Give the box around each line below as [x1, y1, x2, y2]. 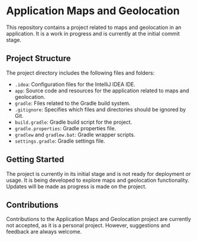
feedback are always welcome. [6, 228, 82, 235]
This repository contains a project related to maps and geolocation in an [6, 24, 182, 31]
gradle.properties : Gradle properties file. [14, 124, 117, 131]
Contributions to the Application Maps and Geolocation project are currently [6, 216, 191, 223]
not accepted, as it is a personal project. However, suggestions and [6, 222, 170, 229]
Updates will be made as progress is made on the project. [6, 182, 147, 190]
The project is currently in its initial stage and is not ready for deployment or [6, 170, 191, 177]
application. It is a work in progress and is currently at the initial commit [6, 30, 180, 37]
